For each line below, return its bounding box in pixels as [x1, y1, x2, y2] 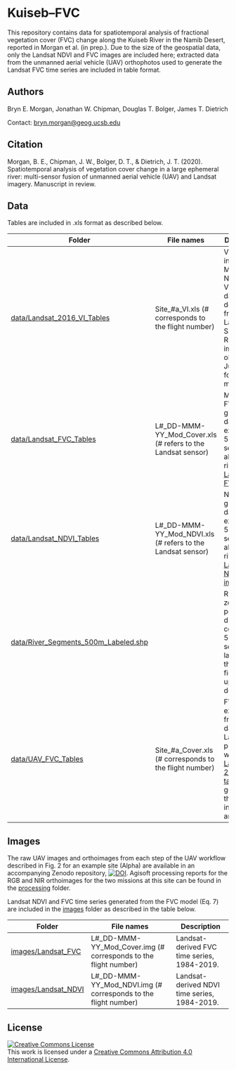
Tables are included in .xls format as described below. [7, 219, 164, 227]
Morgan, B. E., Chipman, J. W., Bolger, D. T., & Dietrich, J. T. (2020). [7, 157, 203, 166]
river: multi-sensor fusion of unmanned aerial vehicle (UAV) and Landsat [7, 172, 217, 181]
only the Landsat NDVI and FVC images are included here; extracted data [7, 51, 219, 59]
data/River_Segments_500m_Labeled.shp [11, 638, 149, 647]
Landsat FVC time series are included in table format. [7, 65, 162, 74]
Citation [7, 138, 44, 150]
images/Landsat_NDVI [11, 984, 84, 994]
